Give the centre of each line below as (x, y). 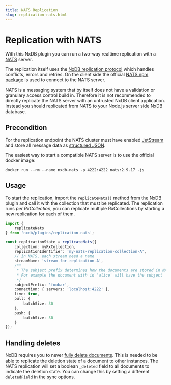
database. (16, 112)
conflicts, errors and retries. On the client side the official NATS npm (77, 75)
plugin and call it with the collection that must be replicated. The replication (84, 203)
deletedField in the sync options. (40, 377)
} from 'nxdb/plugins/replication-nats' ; (50, 233)
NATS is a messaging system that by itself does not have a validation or (80, 90)
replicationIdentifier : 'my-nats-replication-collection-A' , (80, 252)
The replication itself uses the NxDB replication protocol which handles (80, 69)
